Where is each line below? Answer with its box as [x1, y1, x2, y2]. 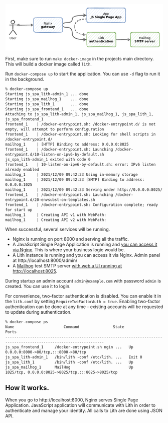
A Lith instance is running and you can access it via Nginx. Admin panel [12, 252, 160, 258]
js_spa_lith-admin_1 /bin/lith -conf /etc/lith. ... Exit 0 [5, 355, 142, 360]
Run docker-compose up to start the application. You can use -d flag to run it [5, 71, 160, 77]
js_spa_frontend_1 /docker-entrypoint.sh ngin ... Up [5, 344, 134, 350]
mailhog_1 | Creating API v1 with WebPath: [5, 213, 107, 218]
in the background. [5, 76, 44, 82]
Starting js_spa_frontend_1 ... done [5, 107, 89, 112]
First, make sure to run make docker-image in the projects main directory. [5, 56, 154, 62]
